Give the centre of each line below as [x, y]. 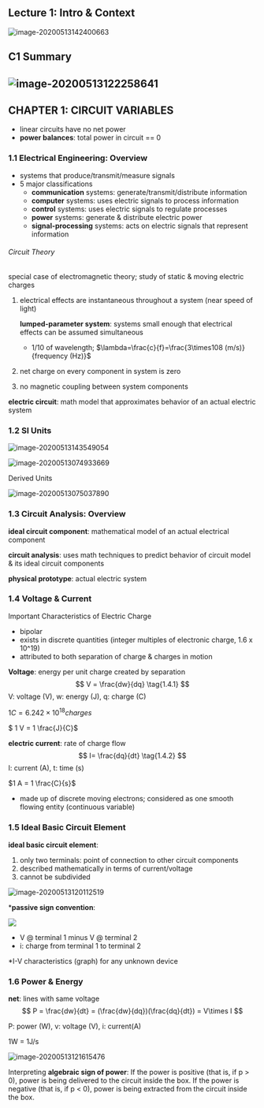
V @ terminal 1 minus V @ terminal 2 [78, 937]
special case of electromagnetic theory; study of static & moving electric [126, 276]
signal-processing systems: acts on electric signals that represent [139, 226]
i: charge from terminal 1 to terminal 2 [80, 946]
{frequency [50, 356]
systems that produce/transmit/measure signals [97, 175]
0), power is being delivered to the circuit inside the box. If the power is [124, 1080]
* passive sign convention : [52, 907]
